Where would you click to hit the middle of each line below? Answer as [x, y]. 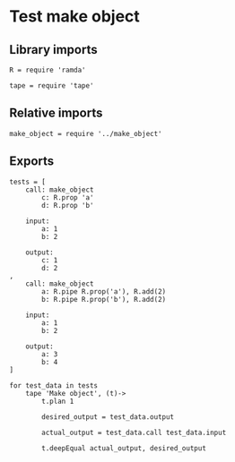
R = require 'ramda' [48, 70]
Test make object [75, 17]
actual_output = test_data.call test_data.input [134, 432]
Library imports [53, 50]
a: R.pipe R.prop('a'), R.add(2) [104, 291]
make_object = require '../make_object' [86, 133]
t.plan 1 [58, 401]
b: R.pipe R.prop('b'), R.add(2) [104, 299]
